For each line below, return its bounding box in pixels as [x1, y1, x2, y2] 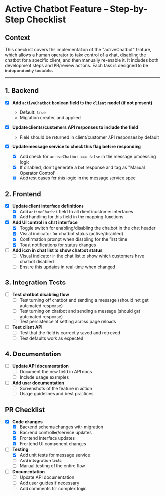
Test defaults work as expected [19, 335, 83, 341]
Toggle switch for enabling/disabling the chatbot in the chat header [19, 225, 156, 231]
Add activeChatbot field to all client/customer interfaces [19, 209, 134, 214]
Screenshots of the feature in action [19, 386, 92, 391]
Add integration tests [19, 458, 62, 463]
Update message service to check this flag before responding [12, 143, 141, 149]
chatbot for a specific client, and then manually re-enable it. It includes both [5, 57, 159, 63]
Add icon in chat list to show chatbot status [12, 248, 103, 253]
